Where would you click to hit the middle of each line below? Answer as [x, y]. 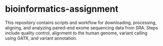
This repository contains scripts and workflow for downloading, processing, [81, 23]
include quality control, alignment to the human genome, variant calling [76, 33]
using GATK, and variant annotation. [41, 38]
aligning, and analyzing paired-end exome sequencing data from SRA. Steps [81, 27]
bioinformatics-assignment [62, 9]
